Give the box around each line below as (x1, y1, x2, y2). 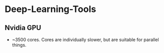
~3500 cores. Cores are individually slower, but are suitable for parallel (12, 36, 159, 42)
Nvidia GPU (5, 23, 41, 32)
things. (12, 42, 27, 48)
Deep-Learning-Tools (5, 3, 97, 15)
